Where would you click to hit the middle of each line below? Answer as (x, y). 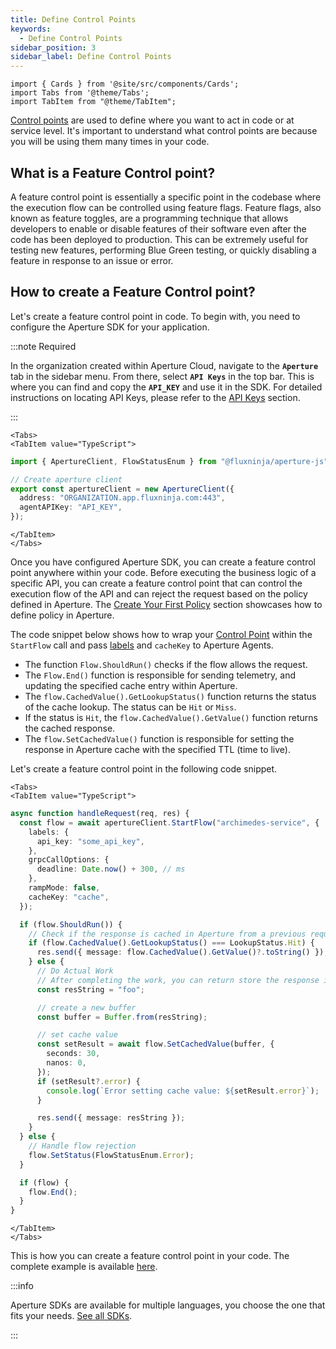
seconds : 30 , (73, 1054)
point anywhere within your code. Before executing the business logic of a (163, 572)
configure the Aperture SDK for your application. (110, 327)
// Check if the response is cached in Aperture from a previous (167, 934)
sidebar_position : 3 (53, 47)
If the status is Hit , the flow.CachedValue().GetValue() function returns (171, 717)
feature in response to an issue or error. (92, 260)
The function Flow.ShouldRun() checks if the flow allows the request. (166, 664)
